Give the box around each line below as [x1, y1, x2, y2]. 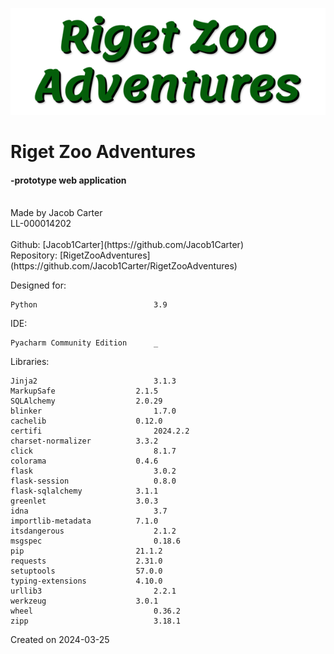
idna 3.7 [10, 506, 168, 517]
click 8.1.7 [10, 446, 177, 457]
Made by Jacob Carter [10, 207, 103, 219]
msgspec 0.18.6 [10, 536, 182, 547]
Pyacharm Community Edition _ [10, 338, 159, 348]
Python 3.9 [10, 300, 168, 310]
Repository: [10, 249, 58, 262]
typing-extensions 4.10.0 [10, 576, 163, 587]
